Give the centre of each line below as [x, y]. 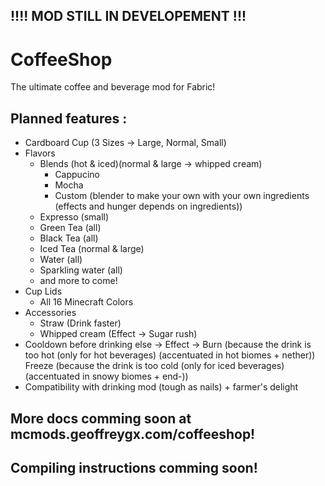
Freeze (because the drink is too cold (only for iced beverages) [154, 366]
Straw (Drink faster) [80, 323]
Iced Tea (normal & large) [92, 249]
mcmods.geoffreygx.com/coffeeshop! [133, 434]
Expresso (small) [74, 217]
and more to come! [78, 281]
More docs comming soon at [101, 418]
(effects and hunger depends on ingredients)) [148, 206]
